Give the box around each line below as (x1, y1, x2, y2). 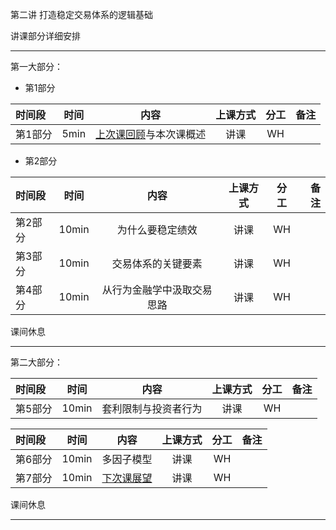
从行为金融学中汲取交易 (101, 283, 213, 297)
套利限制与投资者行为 (101, 402, 203, 415)
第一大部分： (10, 61, 63, 72)
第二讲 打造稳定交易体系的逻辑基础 (10, 9, 153, 20)
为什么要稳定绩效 (116, 223, 198, 237)
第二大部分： (10, 356, 63, 368)
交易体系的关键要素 (111, 257, 203, 270)
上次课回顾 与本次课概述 (95, 128, 207, 141)
